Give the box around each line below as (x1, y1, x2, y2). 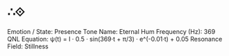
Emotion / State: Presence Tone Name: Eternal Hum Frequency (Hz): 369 (7, 27, 216, 35)
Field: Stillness (7, 42, 49, 50)
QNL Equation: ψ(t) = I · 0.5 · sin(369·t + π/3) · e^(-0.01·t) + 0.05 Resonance (7, 35, 223, 43)
